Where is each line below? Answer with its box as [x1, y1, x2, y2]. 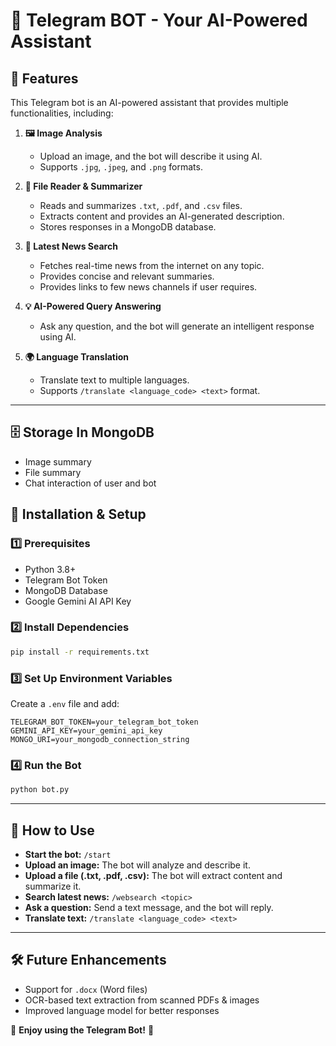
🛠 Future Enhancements [10, 952, 167, 969]
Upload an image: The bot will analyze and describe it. [24, 859, 251, 871]
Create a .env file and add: [10, 697, 120, 709]
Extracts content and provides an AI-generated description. [39, 210, 285, 222]
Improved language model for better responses [24, 1004, 220, 1016]
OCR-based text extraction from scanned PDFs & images [24, 994, 260, 1006]
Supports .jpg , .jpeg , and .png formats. [39, 161, 203, 173]
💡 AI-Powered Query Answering [24, 300, 162, 312]
